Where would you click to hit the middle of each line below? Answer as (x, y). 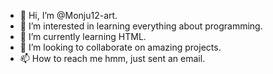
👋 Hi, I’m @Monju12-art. (68, 15)
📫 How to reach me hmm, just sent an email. (112, 58)
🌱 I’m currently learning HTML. (83, 36)
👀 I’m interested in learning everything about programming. (141, 26)
